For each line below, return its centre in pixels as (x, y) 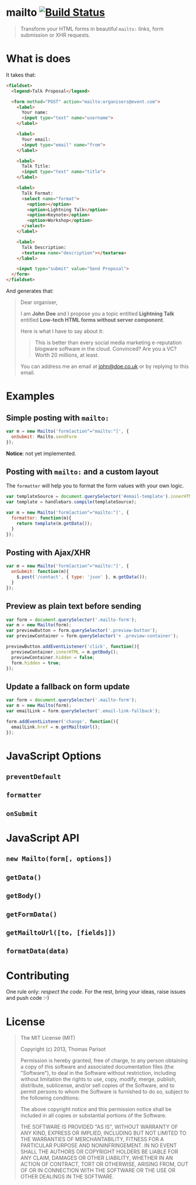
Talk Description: (44, 247)
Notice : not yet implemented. (41, 453)
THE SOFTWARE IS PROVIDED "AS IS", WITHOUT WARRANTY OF (99, 1127)
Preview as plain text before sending (74, 606)
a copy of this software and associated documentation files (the (97, 1067)
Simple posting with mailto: (58, 418)
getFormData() (32, 914)
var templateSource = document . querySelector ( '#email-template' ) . (88, 497)
